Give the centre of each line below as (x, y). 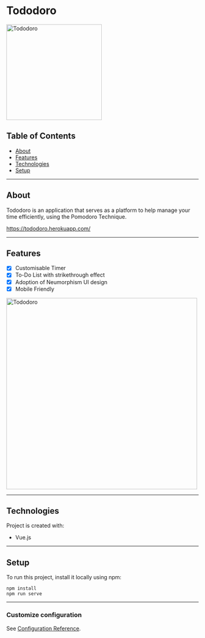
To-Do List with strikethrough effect (60, 275)
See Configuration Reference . (44, 628)
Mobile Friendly (35, 289)
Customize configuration (44, 615)
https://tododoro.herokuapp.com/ (49, 228)
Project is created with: (35, 526)
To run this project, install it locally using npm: (64, 577)
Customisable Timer (40, 268)
